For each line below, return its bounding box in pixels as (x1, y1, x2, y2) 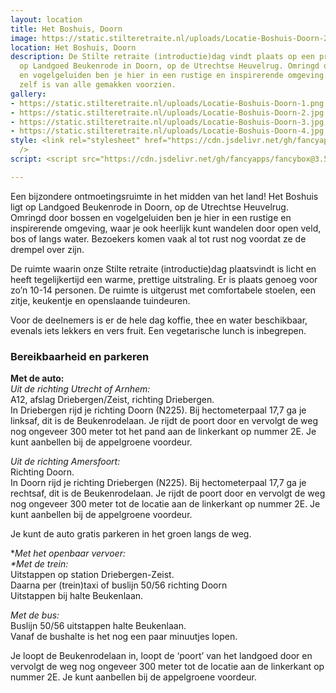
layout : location (10, 14, 83, 25)
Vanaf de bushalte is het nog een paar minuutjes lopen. (10, 631, 238, 643)
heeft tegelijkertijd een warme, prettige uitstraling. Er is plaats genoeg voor (10, 273, 318, 285)
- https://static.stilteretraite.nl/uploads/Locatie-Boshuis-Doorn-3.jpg (10, 117, 325, 127)
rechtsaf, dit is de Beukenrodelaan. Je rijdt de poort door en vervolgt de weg (10, 487, 326, 500)
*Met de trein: (10, 558, 69, 570)
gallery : (10, 89, 47, 99)
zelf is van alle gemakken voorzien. (19, 80, 177, 90)
